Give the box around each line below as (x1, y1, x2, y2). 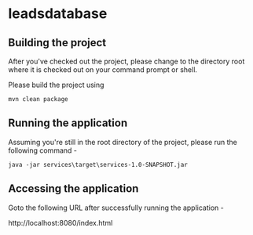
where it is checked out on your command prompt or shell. (8, 65, 198, 74)
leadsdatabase (8, 5, 108, 23)
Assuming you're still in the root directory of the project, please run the (8, 137, 238, 146)
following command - (8, 146, 77, 155)
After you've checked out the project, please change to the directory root (8, 56, 245, 66)
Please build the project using (8, 80, 104, 89)
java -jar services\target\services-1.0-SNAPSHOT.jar (8, 161, 189, 168)
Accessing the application (8, 182, 139, 196)
